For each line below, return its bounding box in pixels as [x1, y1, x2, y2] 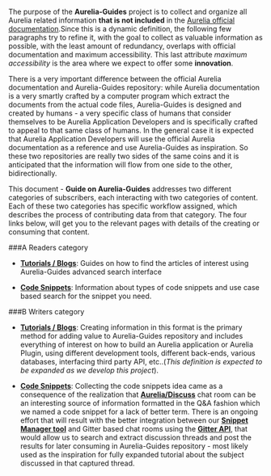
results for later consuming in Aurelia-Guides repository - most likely [19, 441, 248, 451]
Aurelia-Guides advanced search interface [19, 267, 162, 276]
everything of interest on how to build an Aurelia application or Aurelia [19, 339, 253, 349]
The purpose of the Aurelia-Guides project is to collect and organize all [8, 7, 248, 16]
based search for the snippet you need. [19, 291, 152, 301]
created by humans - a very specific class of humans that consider [8, 108, 232, 118]
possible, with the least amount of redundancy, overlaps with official [8, 41, 236, 51]
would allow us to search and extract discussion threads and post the [19, 432, 252, 442]
